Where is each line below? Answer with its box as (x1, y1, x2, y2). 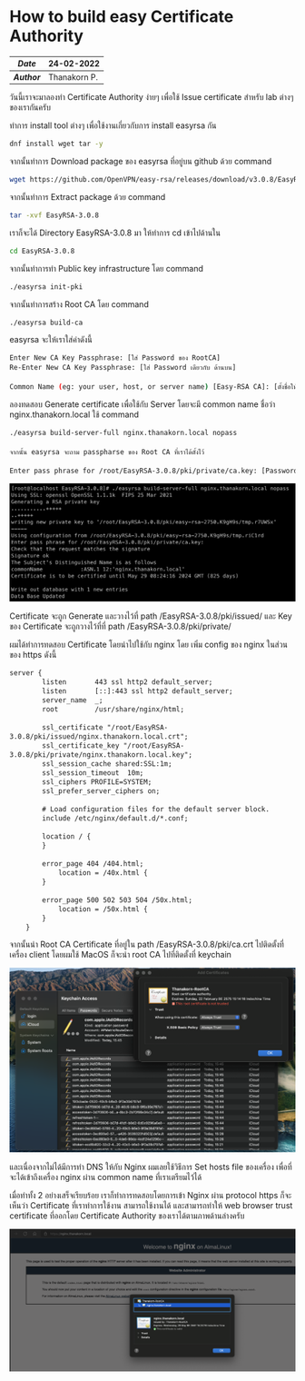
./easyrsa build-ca (9, 318, 84, 327)
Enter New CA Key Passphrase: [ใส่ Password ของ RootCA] (9, 353, 221, 363)
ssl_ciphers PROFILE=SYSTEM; (42, 777, 152, 787)
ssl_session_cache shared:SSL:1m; (42, 759, 172, 769)
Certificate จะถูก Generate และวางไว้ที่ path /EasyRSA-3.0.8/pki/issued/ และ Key (9, 611, 292, 621)
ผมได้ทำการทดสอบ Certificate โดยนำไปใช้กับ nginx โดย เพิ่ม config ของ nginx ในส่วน (9, 639, 289, 650)
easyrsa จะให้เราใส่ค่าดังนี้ (9, 334, 93, 345)
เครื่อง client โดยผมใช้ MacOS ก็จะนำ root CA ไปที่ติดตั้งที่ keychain (9, 949, 231, 959)
